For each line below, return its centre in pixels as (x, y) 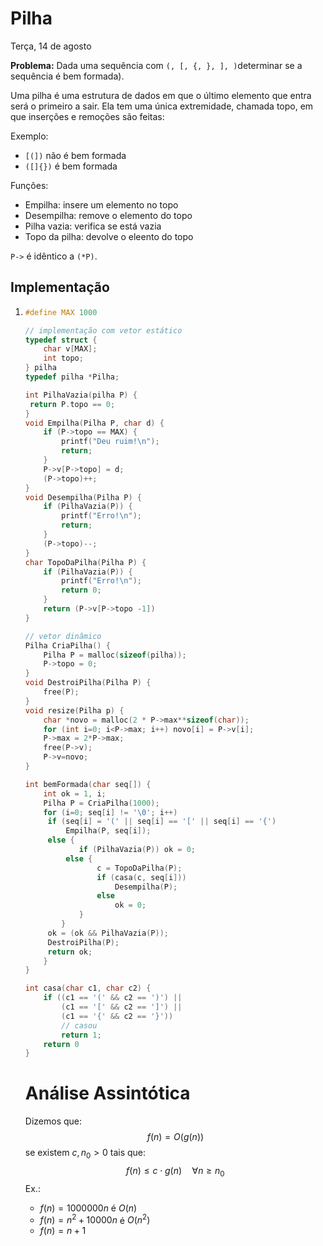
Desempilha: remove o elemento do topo (108, 215)
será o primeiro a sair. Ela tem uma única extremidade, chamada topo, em (162, 106)
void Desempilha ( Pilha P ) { (83, 497)
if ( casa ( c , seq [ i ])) (141, 877)
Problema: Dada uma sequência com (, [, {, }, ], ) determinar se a (156, 65)
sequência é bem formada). (67, 76)
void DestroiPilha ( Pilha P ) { (88, 683)
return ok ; (70, 952)
